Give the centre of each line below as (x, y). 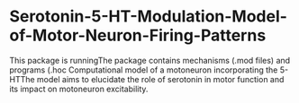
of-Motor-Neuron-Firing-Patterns (138, 35)
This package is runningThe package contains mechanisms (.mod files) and (150, 60)
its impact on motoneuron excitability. (79, 89)
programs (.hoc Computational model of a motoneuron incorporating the (144, 70)
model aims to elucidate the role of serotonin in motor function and (160, 79)
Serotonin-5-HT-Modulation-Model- (149, 17)
